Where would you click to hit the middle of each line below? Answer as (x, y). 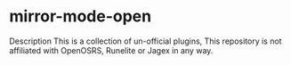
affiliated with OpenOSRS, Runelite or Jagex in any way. (111, 50)
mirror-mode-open (81, 16)
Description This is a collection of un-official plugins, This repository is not (145, 41)
